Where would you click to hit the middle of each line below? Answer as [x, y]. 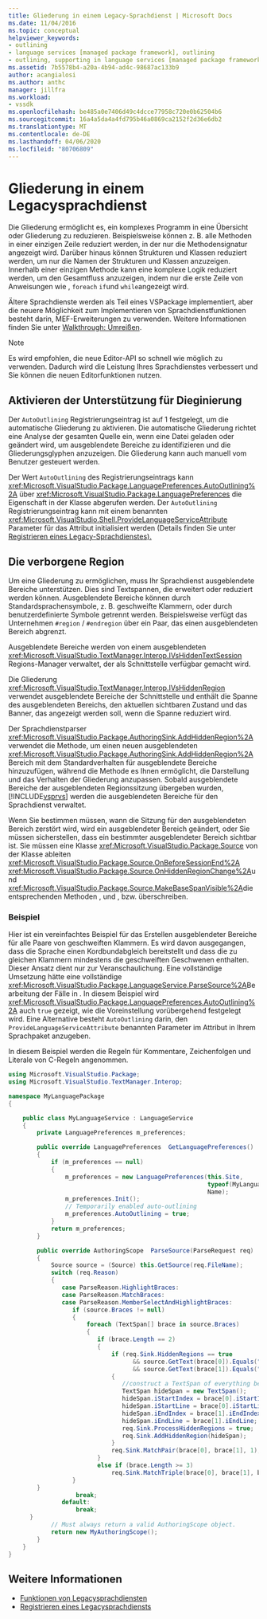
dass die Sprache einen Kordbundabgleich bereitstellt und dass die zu [123, 951]
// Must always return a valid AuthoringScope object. [143, 1525]
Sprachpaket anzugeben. [50, 1036]
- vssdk [21, 104]
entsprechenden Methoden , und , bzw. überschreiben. [98, 896]
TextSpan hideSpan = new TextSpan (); [184, 1391]
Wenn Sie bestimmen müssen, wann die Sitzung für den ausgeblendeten [127, 820]
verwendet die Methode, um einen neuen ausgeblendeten [103, 745]
